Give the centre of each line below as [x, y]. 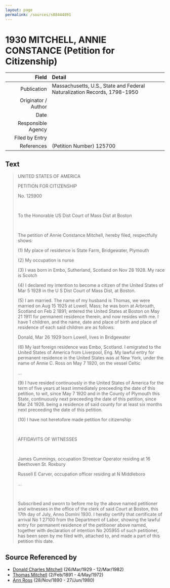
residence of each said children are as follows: [66, 327]
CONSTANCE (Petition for [60, 50]
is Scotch [27, 275]
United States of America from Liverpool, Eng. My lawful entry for [86, 352]
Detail [59, 78]
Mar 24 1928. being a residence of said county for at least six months [90, 405]
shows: [25, 241]
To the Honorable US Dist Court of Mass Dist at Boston [75, 215]
